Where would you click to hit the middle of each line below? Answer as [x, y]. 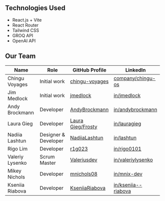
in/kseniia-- [128, 185]
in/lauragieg [127, 124]
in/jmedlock [127, 95]
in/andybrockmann [136, 109]
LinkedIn [135, 70]
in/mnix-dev [128, 174]
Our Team [20, 56]
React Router [25, 25]
